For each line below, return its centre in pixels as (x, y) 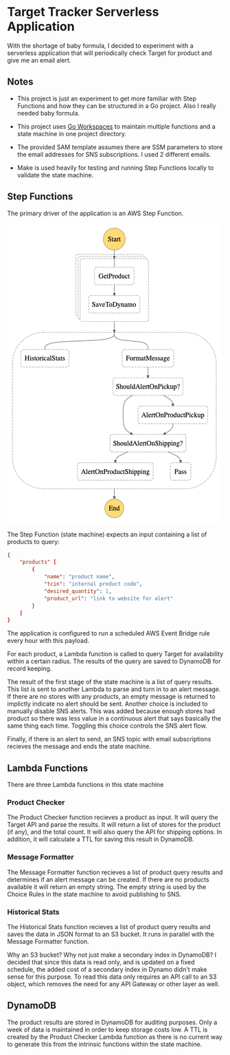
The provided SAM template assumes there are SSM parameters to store (120, 147)
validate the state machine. (55, 175)
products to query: (33, 541)
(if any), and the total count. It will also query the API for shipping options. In (115, 832)
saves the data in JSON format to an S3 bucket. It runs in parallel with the (111, 934)
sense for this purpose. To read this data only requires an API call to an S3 (112, 977)
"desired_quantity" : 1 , (78, 591)
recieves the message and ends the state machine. (79, 746)
